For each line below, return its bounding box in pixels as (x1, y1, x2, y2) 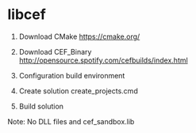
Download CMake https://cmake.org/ (18, 32, 140, 41)
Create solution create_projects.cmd (18, 85, 138, 96)
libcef (7, 6, 47, 24)
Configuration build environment (18, 70, 125, 80)
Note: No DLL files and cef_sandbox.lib (7, 116, 135, 126)
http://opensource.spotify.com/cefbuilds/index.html (18, 55, 188, 65)
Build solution (18, 101, 64, 111)
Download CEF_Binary (18, 47, 92, 56)
